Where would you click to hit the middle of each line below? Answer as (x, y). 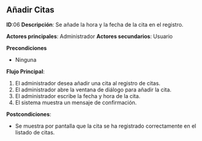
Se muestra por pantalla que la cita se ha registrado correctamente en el (106, 126)
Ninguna (26, 59)
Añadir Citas (30, 10)
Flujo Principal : (25, 71)
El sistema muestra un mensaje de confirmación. (76, 102)
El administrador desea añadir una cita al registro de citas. (88, 83)
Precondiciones (27, 48)
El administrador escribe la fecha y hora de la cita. (78, 96)
